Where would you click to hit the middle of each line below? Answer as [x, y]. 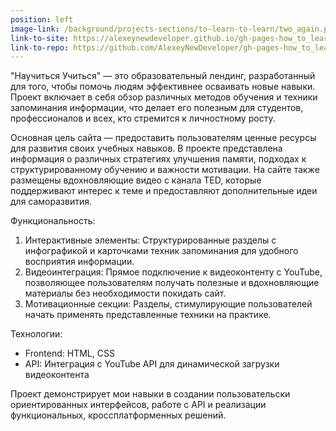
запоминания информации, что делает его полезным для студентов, [157, 108]
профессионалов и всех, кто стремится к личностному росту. [143, 118]
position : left [42, 19]
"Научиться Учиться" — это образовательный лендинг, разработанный [163, 76]
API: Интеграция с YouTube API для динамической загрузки [152, 364]
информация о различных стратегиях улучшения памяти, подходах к [158, 159]
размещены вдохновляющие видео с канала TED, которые [136, 180]
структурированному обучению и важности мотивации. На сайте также [165, 170]
